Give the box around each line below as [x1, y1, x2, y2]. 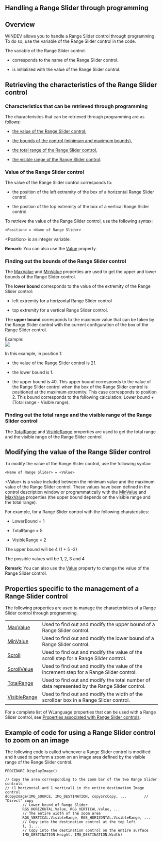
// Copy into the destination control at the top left [22, 819, 136, 824]
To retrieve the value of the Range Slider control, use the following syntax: [5, 218, 153, 224]
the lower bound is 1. [12, 370, 54, 375]
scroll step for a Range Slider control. [42, 655, 127, 662]
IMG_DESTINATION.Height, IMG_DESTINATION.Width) [22, 832, 123, 837]
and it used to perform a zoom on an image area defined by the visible [5, 754, 146, 760]
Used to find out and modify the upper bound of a [42, 621, 155, 628]
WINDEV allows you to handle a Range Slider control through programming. [5, 33, 156, 39]
